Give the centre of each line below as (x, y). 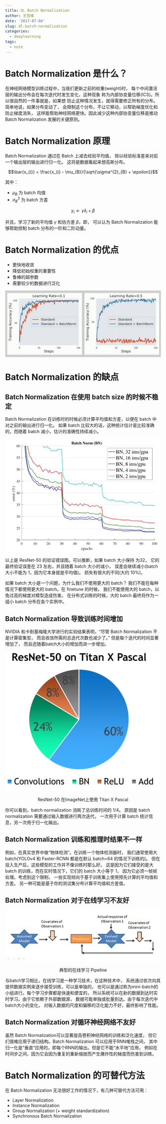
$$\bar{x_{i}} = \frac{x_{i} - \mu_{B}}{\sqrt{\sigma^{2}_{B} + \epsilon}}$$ (83, 172)
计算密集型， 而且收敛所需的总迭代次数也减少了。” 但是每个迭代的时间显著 (84, 638)
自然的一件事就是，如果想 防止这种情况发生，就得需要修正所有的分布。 (86, 100)
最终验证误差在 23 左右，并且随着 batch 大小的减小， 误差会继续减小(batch (82, 566)
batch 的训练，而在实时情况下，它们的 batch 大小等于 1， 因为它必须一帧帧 (81, 871)
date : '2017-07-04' (25, 21)
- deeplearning (25, 37)
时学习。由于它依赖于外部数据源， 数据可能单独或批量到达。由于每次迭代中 (82, 999)
